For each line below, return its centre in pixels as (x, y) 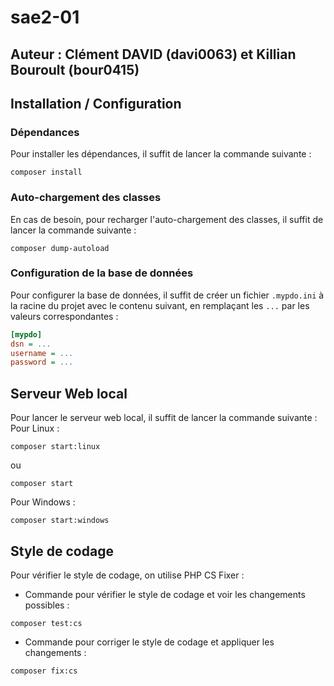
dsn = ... (31, 344)
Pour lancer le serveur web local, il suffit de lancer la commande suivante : (164, 418)
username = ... (42, 353)
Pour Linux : (35, 428)
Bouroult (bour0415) (75, 69)
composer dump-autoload (60, 248)
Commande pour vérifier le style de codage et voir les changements (165, 594)
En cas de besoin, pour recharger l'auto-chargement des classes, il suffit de (167, 219)
